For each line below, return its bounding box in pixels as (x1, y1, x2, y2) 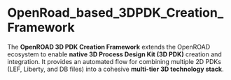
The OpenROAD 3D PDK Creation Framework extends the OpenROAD (7, 42, 211, 51)
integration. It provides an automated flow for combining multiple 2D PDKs (7, 57, 222, 65)
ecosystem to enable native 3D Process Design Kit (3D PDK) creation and (7, 50, 222, 58)
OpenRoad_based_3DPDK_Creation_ (7, 5, 224, 21)
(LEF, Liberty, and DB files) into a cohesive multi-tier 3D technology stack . (7, 65, 224, 73)
